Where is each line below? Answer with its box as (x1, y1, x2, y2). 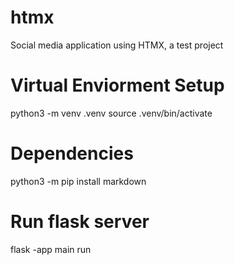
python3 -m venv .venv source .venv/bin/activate (10, 107, 213, 119)
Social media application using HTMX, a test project (10, 39, 224, 51)
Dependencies (10, 142, 134, 165)
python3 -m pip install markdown (10, 175, 147, 187)
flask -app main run (10, 243, 92, 255)
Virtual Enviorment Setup (10, 74, 225, 97)
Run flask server (10, 211, 150, 233)
